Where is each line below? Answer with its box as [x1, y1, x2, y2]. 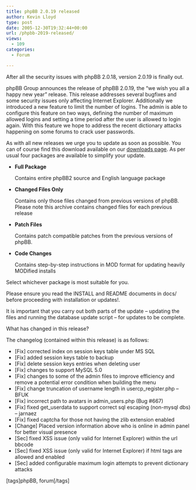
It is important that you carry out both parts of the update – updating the [6, 308, 180, 315]
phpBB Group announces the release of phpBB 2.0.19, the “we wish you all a [6, 84, 190, 91]
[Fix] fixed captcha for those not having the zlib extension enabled [14, 416, 175, 423]
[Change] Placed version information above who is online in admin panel [14, 422, 190, 429]
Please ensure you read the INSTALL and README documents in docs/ [6, 290, 177, 297]
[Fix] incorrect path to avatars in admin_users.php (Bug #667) [14, 397, 164, 404]
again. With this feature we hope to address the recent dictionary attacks [6, 122, 182, 129]
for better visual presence [14, 428, 77, 436]
